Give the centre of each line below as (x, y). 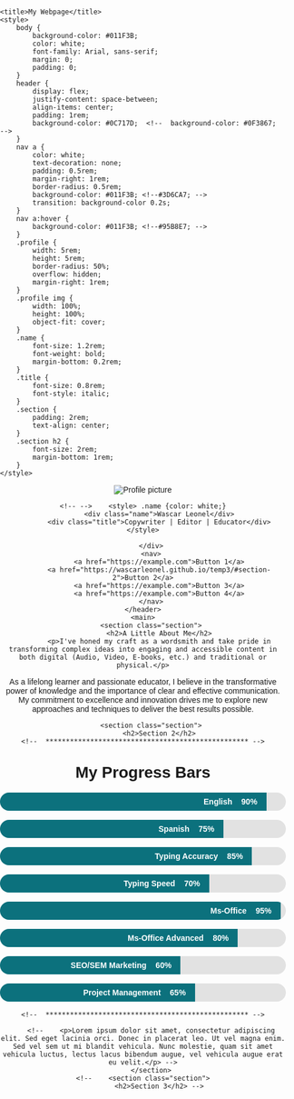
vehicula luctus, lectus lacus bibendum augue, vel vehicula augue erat (143, 1054)
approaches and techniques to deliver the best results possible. (143, 709)
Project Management (122, 992)
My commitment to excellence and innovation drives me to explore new (143, 700)
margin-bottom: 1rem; (73, 457)
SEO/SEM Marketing (108, 965)
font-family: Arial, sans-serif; (95, 52)
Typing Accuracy (186, 856)
